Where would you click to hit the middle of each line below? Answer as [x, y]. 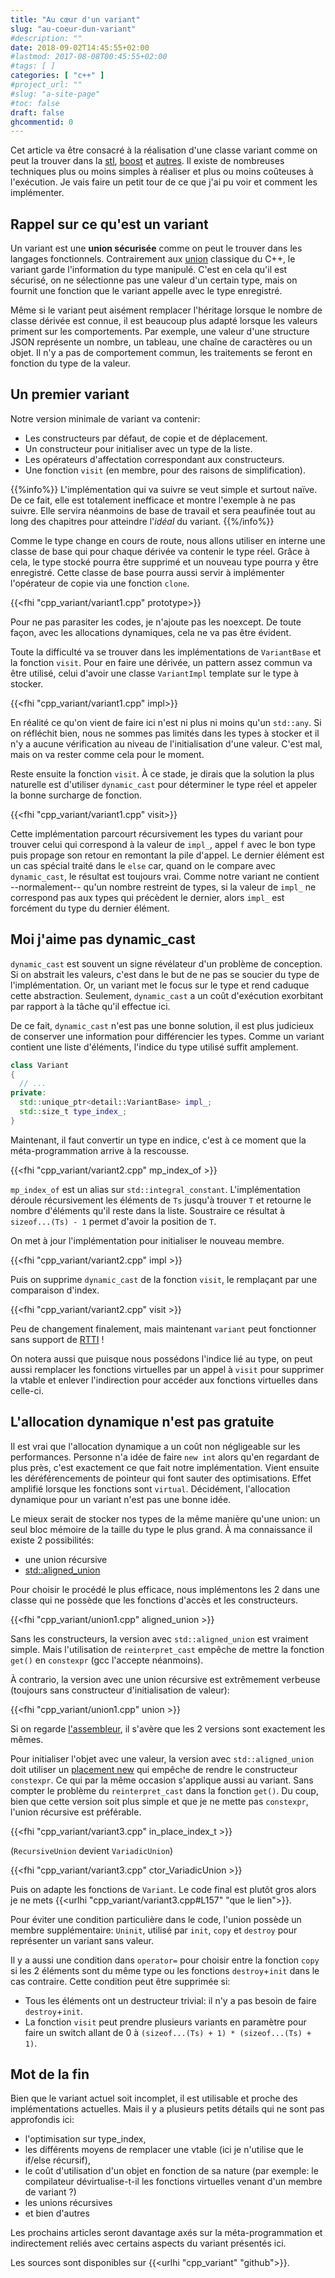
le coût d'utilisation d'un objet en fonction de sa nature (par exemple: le [171, 2171]
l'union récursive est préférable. [76, 1812]
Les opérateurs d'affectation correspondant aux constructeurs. [154, 459]
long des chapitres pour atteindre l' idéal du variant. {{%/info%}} [142, 521]
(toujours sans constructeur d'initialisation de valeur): [120, 1690]
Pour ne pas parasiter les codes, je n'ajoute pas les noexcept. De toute [156, 622]
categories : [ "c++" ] [57, 76]
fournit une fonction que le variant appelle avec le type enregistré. [146, 291]
